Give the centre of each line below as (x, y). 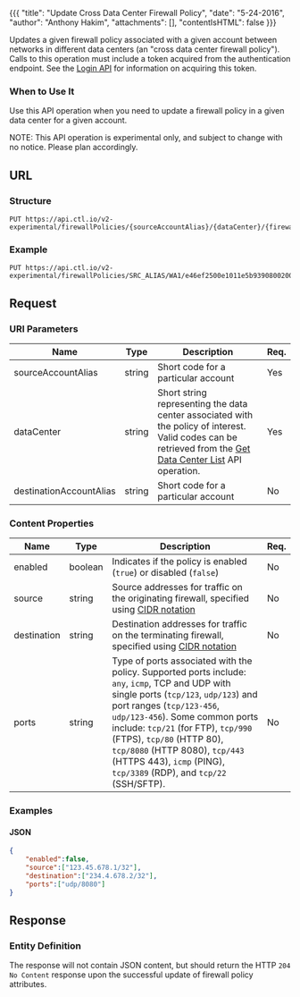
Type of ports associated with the (182, 661)
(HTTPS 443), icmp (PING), (168, 762)
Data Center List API (200, 460)
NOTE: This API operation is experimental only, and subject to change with (146, 138)
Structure (30, 200)
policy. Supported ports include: (179, 672)
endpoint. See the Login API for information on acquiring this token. (133, 68)
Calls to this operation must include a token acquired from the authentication (150, 59)
